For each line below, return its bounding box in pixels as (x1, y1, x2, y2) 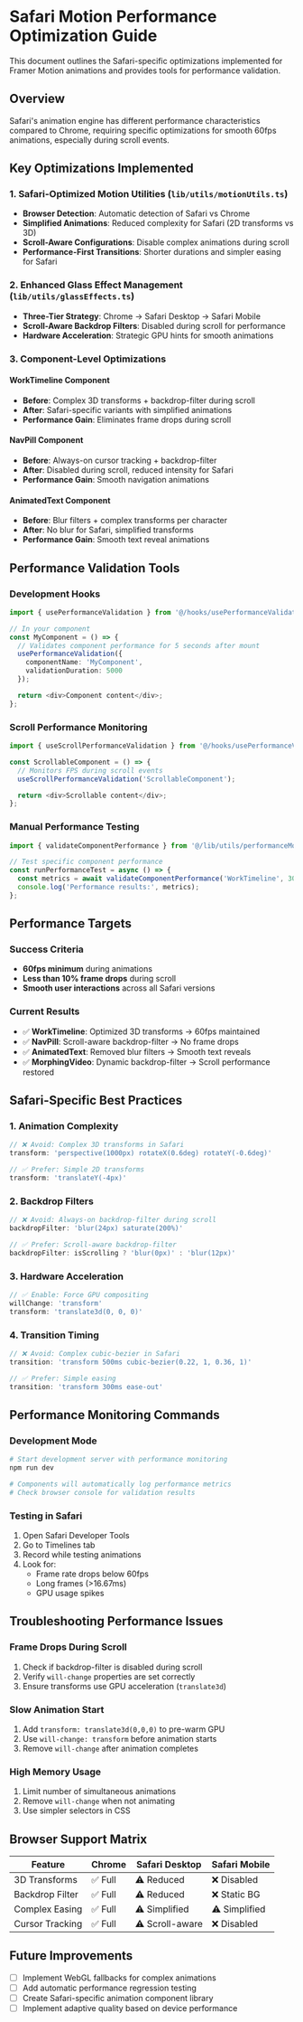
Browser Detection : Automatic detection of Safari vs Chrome (22, 208, 251, 219)
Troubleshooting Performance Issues (9, 1613, 224, 1629)
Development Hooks (9, 588, 101, 600)
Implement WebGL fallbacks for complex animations (22, 1972, 216, 1983)
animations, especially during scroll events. (9, 134, 170, 146)
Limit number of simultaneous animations (22, 1786, 177, 1797)
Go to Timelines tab (22, 1539, 96, 1550)
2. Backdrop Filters (9, 1195, 95, 1208)
